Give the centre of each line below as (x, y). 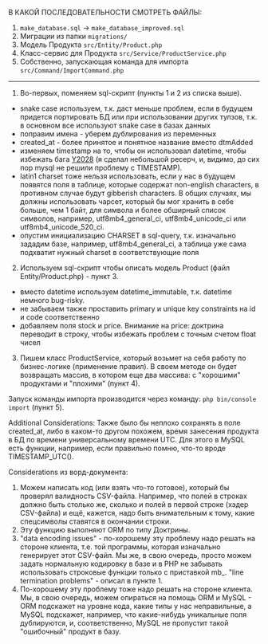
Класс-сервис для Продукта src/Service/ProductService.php (123, 53)
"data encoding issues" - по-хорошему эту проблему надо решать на (138, 538)
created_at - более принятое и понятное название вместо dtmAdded (136, 142)
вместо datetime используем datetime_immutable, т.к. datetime (126, 292)
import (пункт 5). (36, 407)
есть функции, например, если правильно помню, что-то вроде (117, 448)
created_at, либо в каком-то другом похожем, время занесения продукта (134, 431)
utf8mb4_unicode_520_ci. (62, 227)
